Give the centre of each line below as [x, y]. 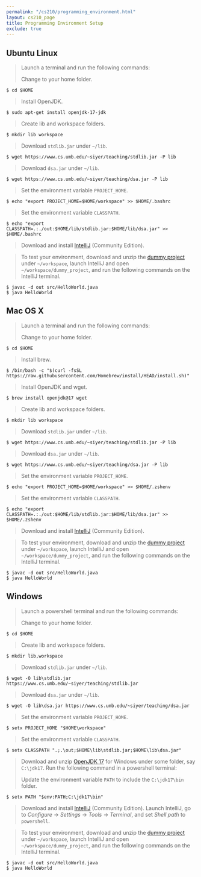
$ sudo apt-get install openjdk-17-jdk [56, 113]
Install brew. [36, 359]
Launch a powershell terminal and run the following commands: [100, 611]
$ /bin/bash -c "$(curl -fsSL [44, 370]
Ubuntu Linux [32, 53]
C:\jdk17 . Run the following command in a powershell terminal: [99, 768]
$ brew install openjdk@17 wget [47, 398]
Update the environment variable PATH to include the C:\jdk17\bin [102, 779]
